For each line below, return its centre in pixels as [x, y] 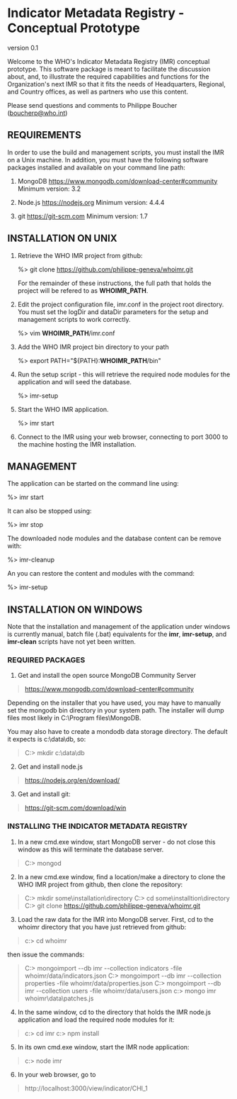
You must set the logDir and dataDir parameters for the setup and [113, 312]
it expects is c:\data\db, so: [47, 740]
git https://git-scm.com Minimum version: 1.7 [83, 216]
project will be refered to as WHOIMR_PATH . [83, 290]
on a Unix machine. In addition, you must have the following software [108, 160]
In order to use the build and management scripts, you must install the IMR [116, 152]
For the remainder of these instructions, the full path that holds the [114, 283]
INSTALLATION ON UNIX [62, 239]
